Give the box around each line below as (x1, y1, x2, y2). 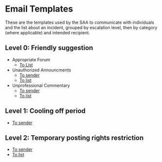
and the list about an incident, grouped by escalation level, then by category (5, 24, 158, 30)
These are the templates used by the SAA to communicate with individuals (5, 19, 154, 25)
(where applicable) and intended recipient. (5, 30, 90, 35)
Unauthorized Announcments (12, 67, 72, 73)
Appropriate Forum (12, 57, 50, 63)
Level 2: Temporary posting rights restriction (5, 133, 144, 142)
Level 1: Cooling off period (5, 107, 86, 115)
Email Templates (5, 3, 73, 15)
